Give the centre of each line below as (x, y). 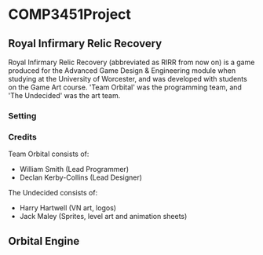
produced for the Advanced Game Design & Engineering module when (122, 71)
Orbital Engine (44, 241)
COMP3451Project (70, 15)
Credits (22, 137)
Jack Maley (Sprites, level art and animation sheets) (103, 217)
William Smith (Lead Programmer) (74, 169)
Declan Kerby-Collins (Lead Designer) (81, 177)
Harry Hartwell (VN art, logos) (68, 208)
